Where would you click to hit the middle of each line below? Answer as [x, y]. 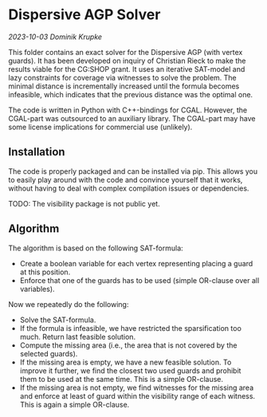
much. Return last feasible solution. [78, 336]
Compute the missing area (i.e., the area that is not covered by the [128, 345]
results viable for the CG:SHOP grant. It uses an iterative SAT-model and [127, 69]
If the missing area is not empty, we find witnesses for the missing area [137, 387]
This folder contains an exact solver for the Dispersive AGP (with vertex [126, 52]
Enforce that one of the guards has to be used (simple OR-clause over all [139, 280]
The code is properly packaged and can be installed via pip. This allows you [133, 171]
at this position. [45, 272]
